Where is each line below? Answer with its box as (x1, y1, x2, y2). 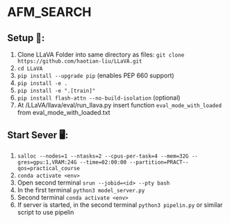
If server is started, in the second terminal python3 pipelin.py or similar (17, 200, 223, 209)
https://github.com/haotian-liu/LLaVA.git (17, 58, 142, 65)
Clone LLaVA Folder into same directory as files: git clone (17, 50, 185, 59)
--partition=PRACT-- (129, 158, 189, 166)
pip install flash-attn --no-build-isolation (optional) (17, 93, 181, 102)
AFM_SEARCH (7, 4, 92, 20)
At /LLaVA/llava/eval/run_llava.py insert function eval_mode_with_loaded (17, 101, 222, 109)
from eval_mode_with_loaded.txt (17, 109, 110, 116)
